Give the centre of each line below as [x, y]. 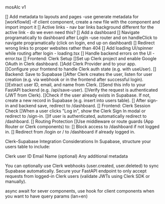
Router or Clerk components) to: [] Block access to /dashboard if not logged [82, 127]
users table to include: [28, 147]
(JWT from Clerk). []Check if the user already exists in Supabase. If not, [78, 95]
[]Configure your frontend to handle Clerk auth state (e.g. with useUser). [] [81, 69]
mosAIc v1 [16, 7]
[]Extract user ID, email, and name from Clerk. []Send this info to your [75, 85]
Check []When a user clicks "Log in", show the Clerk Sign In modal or [76, 111]
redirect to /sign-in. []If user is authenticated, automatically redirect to [76, 116]
